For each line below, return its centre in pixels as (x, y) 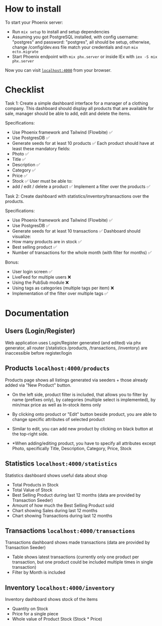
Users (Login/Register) (40, 331)
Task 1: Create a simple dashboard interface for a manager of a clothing (77, 103)
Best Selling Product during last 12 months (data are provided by (76, 495)
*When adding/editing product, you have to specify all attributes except (84, 443)
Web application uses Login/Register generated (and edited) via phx (73, 343)
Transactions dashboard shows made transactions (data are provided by (78, 542)
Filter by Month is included (39, 572)
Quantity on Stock (30, 609)
